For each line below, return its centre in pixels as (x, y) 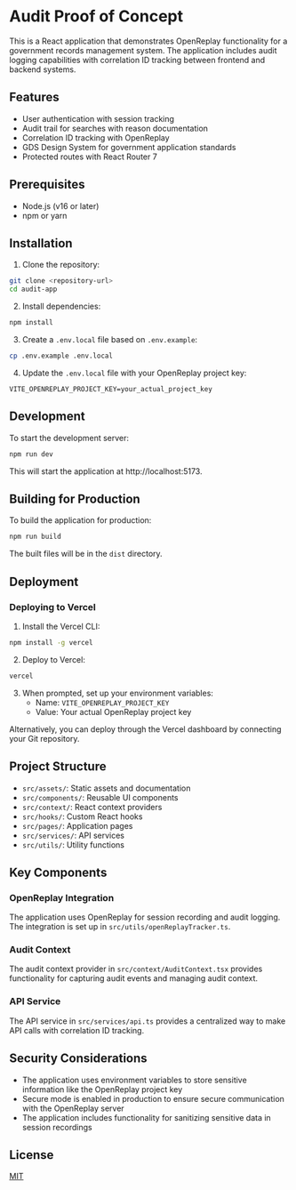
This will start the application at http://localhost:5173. (106, 471)
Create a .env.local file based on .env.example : (110, 339)
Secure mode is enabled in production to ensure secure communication (153, 1098)
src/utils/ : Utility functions (73, 844)
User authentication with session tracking (98, 118)
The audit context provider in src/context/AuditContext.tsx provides (136, 969)
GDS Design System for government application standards (129, 147)
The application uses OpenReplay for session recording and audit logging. (145, 917)
